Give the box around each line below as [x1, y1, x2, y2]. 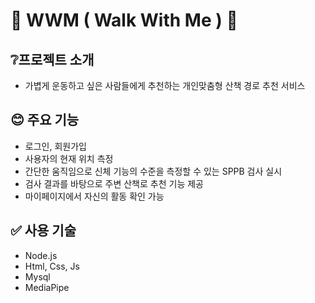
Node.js [24, 249, 58, 261]
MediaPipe [24, 281, 70, 293]
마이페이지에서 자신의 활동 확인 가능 [24, 190, 165, 202]
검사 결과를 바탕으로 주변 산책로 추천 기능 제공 [24, 177, 204, 189]
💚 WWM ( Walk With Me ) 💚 [10, 9, 238, 32]
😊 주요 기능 [10, 112, 80, 129]
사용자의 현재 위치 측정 [24, 152, 114, 164]
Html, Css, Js [24, 260, 80, 272]
